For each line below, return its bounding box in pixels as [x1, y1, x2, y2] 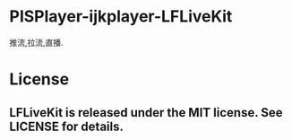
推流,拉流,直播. [9, 37, 64, 48]
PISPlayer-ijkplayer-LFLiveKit [9, 6, 233, 27]
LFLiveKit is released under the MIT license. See [9, 105, 284, 120]
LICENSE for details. [9, 118, 124, 134]
